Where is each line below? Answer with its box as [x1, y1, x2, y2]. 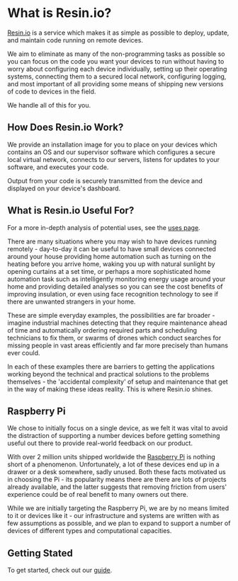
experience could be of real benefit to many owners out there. [7, 490, 188, 499]
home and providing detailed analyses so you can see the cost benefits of [7, 282, 223, 291]
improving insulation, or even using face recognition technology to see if [7, 289, 218, 298]
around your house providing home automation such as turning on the [7, 252, 212, 260]
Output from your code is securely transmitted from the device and [7, 176, 203, 185]
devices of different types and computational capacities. [7, 527, 172, 535]
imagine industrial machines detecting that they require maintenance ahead [7, 318, 228, 327]
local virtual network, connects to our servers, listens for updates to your [7, 155, 220, 163]
